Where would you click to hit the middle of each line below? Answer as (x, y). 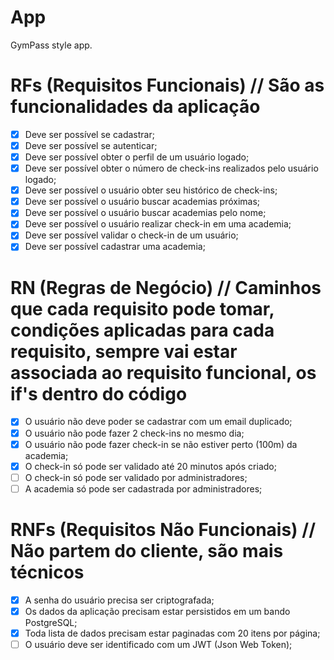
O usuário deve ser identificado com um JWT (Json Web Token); (158, 644)
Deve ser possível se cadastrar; (89, 134)
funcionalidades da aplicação (135, 107)
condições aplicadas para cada (142, 330)
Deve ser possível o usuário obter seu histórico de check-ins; (151, 190)
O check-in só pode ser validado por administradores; (136, 477)
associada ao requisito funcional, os (163, 372)
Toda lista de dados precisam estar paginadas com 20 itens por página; (172, 633)
